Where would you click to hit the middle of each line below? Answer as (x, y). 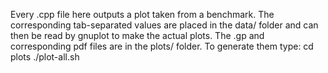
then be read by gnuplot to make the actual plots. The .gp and (137, 35)
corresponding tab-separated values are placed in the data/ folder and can (164, 25)
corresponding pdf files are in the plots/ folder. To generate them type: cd (162, 46)
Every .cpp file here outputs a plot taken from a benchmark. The (142, 14)
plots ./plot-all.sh (45, 57)
